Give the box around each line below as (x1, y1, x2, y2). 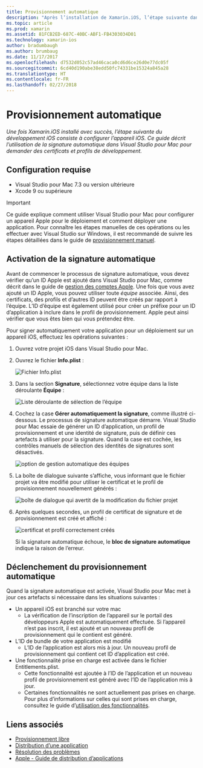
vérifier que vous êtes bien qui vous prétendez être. (6, 315, 135, 322)
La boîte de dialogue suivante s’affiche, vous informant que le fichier (14, 472, 185, 479)
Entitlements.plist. (14, 663, 60, 671)
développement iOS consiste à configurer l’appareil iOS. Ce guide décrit (6, 134, 186, 142)
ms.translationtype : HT (6, 71, 66, 77)
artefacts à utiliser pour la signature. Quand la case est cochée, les (14, 435, 182, 443)
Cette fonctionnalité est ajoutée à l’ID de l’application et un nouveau (24, 669, 192, 677)
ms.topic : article (6, 20, 53, 26)
